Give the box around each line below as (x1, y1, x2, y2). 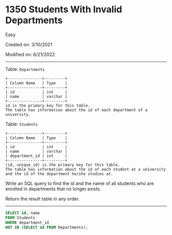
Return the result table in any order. (5, 195, 80, 202)
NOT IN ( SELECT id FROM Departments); (5, 225, 88, 230)
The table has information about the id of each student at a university (5, 167, 166, 172)
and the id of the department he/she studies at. (5, 171, 114, 177)
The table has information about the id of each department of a (5, 107, 147, 112)
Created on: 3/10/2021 (5, 41, 53, 47)
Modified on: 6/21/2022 (5, 51, 55, 57)
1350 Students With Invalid (5, 4, 122, 15)
